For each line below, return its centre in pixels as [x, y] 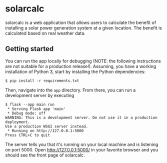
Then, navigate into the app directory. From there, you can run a [70, 90]
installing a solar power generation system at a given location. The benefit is [84, 27]
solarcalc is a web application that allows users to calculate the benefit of [81, 22]
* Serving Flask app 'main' [36, 109]
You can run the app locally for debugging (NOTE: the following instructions [83, 61]
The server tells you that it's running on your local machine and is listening [82, 144]
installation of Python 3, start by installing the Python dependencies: [75, 71]
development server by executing [40, 95]
